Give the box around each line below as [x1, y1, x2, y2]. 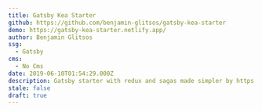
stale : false [8, 84, 51, 92]
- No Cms [15, 63, 44, 70]
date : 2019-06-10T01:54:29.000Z [8, 70, 114, 77]
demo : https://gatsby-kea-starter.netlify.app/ [8, 26, 167, 34]
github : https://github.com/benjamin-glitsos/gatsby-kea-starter [8, 19, 226, 27]
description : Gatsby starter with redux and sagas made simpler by [8, 77, 234, 84]
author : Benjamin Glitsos [8, 33, 93, 41]
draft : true [8, 91, 47, 99]
